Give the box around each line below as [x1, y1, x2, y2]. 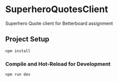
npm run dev [5, 72, 31, 77]
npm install [5, 48, 31, 54]
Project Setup [5, 35, 50, 44]
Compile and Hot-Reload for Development [5, 60, 111, 67]
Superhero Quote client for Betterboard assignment [5, 20, 113, 26]
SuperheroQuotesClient [5, 4, 108, 15]
